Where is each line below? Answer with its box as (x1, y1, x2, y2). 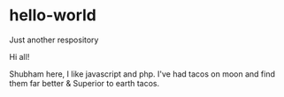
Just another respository (9, 34, 99, 45)
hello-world (9, 5, 97, 26)
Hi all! (9, 51, 30, 62)
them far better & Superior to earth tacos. (9, 78, 160, 88)
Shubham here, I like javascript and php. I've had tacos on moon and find (9, 68, 276, 79)
